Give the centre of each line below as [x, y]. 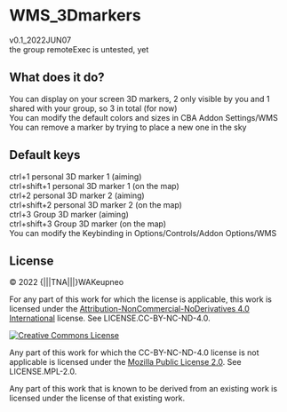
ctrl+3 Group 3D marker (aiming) [69, 214]
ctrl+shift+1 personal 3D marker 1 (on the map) [94, 186]
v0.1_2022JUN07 [40, 40]
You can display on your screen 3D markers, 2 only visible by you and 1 [140, 99]
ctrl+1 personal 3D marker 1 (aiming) [76, 176]
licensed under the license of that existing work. [97, 398]
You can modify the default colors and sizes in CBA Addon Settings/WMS [143, 117]
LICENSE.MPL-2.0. [43, 372]
